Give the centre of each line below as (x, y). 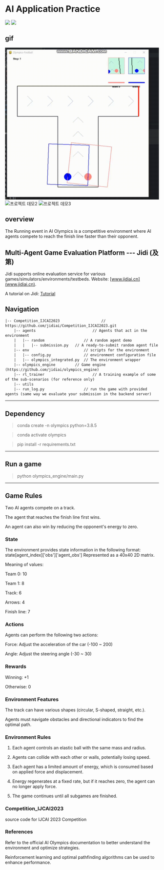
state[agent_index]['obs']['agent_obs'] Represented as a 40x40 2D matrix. (80, 555)
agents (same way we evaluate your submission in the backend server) (78, 394)
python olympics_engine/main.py (50, 476)
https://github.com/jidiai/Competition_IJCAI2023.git (61, 326)
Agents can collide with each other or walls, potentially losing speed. (81, 757)
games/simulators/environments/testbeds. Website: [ (58, 279)
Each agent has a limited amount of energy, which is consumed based (83, 767)
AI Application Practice (53, 9)
